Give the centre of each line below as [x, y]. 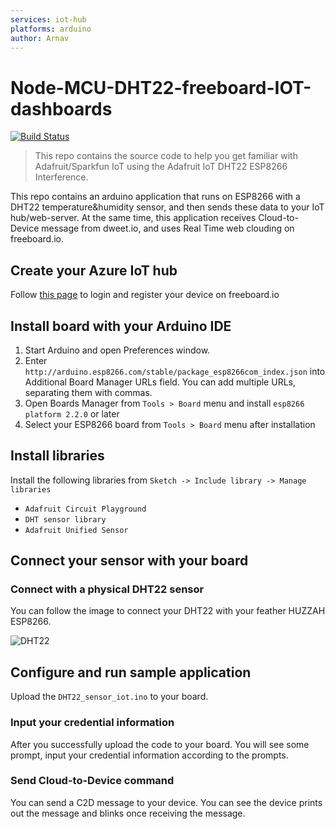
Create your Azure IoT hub [94, 270]
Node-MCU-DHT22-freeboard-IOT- [161, 87]
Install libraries [57, 456]
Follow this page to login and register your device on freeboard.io [145, 295]
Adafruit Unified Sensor [76, 530]
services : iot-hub [48, 19]
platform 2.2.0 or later [72, 413]
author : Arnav [40, 38]
